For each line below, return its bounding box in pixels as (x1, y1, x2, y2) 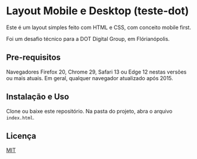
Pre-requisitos (6, 52, 61, 63)
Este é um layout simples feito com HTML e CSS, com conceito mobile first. (6, 24, 192, 31)
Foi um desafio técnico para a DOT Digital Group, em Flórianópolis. (6, 35, 170, 42)
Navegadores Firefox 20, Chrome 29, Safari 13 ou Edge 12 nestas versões (6, 68, 187, 75)
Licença (6, 131, 37, 141)
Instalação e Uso (6, 92, 70, 102)
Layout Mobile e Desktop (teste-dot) (6, 4, 189, 18)
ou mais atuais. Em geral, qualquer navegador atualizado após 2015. (6, 74, 174, 81)
